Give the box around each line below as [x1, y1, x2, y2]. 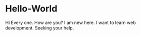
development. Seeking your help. [5, 24, 74, 30]
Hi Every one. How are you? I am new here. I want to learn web [5, 19, 136, 25]
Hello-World [5, 3, 58, 14]
